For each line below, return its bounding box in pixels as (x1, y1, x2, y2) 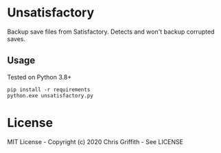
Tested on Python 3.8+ (7, 73, 72, 81)
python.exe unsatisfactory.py (7, 92, 94, 99)
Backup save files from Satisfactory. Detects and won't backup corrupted (7, 27, 215, 36)
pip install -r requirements (7, 86, 91, 93)
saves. (7, 34, 26, 43)
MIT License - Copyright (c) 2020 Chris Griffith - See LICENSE (7, 137, 184, 145)
